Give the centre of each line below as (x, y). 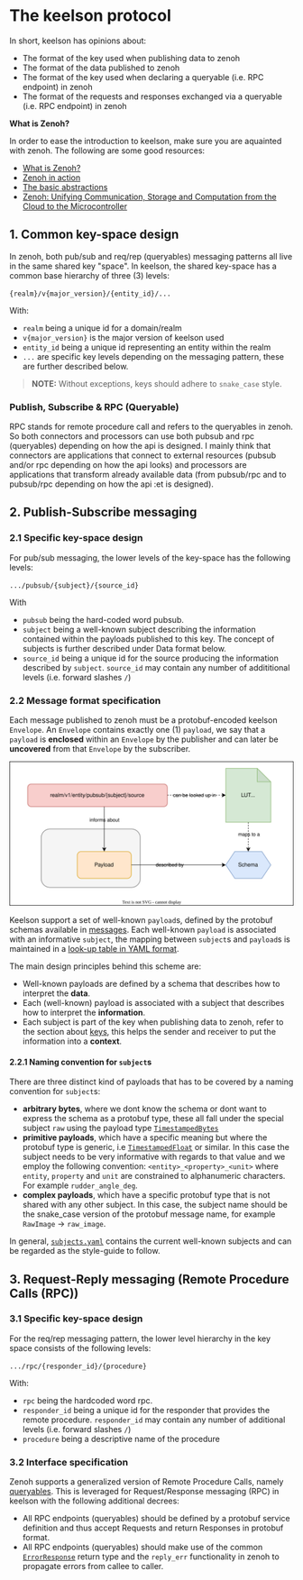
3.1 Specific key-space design (76, 1319)
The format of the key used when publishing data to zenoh (131, 58)
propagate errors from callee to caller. (93, 1566)
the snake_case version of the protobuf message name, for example (149, 1214)
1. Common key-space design (94, 235)
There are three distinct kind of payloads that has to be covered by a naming (151, 1082)
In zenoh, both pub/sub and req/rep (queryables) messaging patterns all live (151, 256)
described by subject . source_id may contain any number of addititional (156, 667)
